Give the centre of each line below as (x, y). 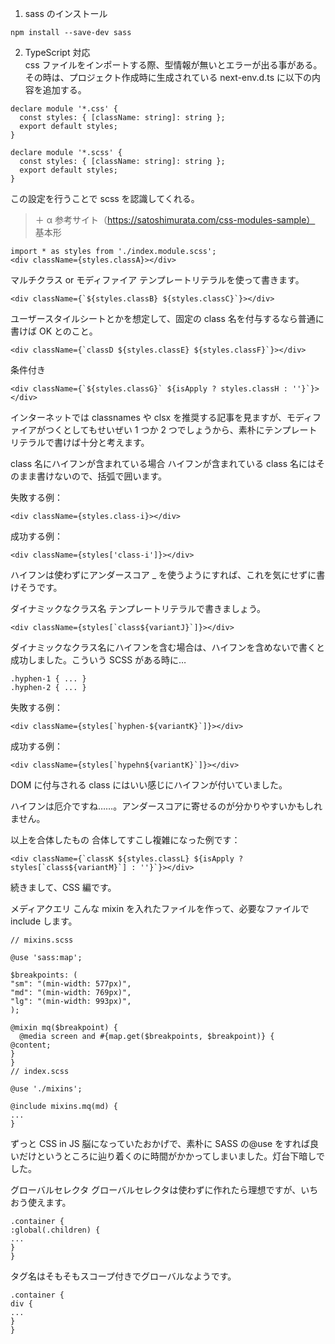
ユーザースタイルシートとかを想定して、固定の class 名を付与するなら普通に (167, 318)
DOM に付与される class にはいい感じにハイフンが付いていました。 (149, 785)
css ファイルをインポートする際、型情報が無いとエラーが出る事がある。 (173, 65)
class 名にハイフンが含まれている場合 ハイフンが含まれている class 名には (163, 463)
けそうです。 (36, 587)
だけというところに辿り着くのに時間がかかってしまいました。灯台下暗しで (171, 1156)
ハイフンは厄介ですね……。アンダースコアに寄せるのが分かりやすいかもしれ (166, 806)
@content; (31, 1045)
